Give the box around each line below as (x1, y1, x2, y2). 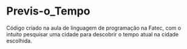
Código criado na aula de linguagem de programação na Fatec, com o (6, 24, 182, 31)
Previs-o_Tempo (6, 4, 90, 18)
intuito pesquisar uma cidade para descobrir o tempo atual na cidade (6, 30, 179, 38)
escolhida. (6, 37, 32, 44)
